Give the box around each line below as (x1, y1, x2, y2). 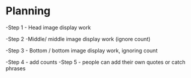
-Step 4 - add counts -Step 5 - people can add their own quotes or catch (5, 58, 186, 65)
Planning (5, 4, 51, 18)
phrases (5, 64, 26, 72)
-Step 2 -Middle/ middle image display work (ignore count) (5, 35, 151, 42)
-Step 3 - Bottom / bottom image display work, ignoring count (5, 46, 158, 54)
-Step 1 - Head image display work (5, 24, 91, 31)
